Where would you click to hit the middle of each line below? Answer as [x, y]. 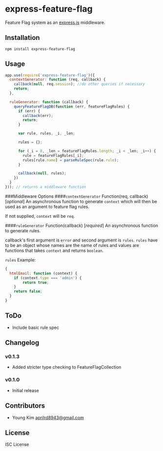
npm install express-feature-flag [40, 49]
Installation [22, 38]
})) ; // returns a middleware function [46, 187]
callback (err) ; [38, 115]
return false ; [28, 291]
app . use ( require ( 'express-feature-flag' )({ [50, 75]
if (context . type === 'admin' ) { [48, 278]
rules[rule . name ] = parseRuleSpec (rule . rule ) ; [71, 160]
